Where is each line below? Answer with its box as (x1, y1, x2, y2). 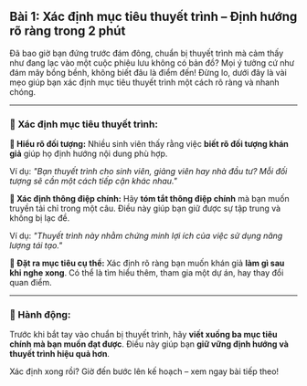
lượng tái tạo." (9, 240, 63, 251)
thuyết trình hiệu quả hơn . (9, 349, 110, 360)
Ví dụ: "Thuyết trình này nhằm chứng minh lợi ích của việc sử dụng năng (9, 230, 283, 242)
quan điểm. (9, 277, 52, 288)
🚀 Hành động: (9, 308, 71, 321)
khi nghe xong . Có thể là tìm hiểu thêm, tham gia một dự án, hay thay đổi (9, 267, 284, 278)
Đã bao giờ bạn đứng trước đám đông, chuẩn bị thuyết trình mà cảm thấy (9, 47, 284, 58)
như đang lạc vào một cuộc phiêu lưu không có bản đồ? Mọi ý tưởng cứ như (9, 57, 295, 68)
